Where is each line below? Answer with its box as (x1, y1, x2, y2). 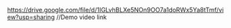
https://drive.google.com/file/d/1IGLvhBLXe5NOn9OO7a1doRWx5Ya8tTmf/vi (7, 6, 224, 14)
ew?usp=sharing (7, 13, 55, 21)
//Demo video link (56, 13, 108, 21)
